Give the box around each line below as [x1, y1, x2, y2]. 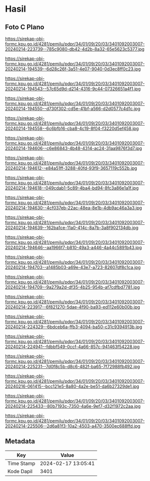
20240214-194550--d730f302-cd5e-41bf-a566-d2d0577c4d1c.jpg [5, 106, 141, 111]
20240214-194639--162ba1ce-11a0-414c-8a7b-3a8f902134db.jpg [5, 225, 139, 230]
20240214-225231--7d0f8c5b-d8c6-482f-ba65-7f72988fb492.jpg [5, 364, 140, 369]
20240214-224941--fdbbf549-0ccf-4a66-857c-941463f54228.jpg [5, 344, 140, 350]
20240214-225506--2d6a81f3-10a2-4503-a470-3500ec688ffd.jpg [5, 423, 141, 429]
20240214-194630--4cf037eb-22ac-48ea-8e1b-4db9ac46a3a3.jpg [5, 205, 142, 210]
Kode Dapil [7, 468, 33, 475]
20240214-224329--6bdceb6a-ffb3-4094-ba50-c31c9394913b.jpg [5, 324, 143, 330]
